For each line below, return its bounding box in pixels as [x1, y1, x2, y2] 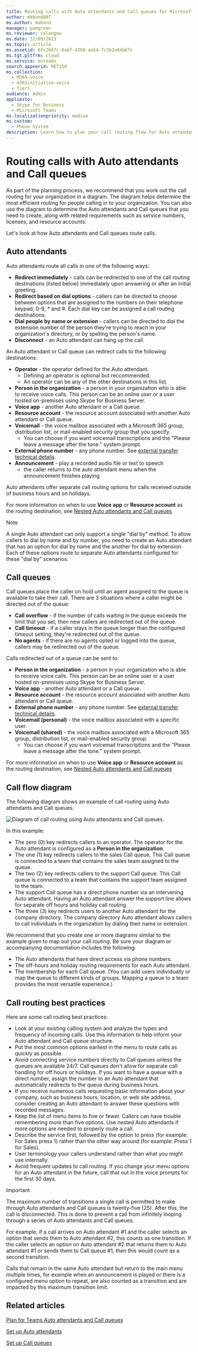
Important [6, 1187, 30, 1194]
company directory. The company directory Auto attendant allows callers [14, 914, 192, 921]
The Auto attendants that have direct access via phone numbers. [14, 956, 172, 963]
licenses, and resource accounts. [6, 218, 87, 225]
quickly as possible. [14, 1050, 63, 1057]
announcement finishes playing [23, 472, 100, 479]
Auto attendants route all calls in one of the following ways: [6, 262, 150, 269]
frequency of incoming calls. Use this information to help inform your [14, 1031, 182, 1038]
